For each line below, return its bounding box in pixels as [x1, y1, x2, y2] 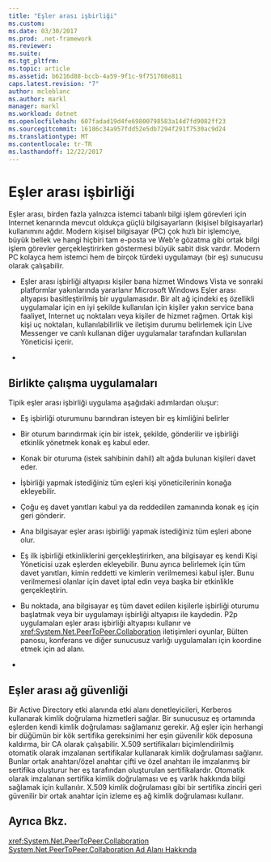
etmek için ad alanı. [19, 644, 85, 654]
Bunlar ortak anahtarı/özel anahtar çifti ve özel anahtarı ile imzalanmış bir [8, 756, 251, 766]
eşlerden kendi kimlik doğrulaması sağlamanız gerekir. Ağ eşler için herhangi [8, 722, 264, 731]
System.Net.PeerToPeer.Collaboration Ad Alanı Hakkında [8, 844, 197, 854]
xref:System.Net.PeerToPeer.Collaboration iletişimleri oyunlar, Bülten [19, 627, 248, 637]
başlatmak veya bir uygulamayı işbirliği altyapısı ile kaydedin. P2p [19, 610, 239, 620]
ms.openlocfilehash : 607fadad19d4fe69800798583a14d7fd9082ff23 [8, 118, 227, 126]
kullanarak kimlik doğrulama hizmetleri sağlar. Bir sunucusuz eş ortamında [8, 713, 256, 723]
